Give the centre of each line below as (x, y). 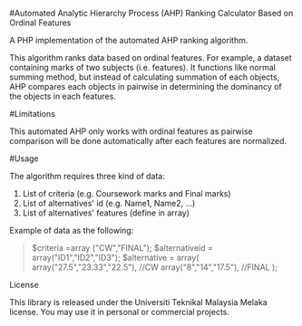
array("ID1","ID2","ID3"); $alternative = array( (115, 258)
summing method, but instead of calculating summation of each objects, (145, 77)
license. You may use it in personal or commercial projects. (119, 312)
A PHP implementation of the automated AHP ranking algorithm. (129, 40)
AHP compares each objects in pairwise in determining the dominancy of (146, 86)
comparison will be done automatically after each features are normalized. (148, 141)
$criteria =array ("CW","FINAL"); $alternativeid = (122, 248)
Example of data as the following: (72, 230)
